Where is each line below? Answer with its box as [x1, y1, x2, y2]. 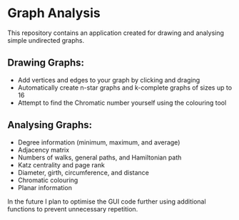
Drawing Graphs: [7, 57, 84, 69]
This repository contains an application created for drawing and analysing [7, 28, 225, 37]
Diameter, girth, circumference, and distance [17, 168, 150, 177]
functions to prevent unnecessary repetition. [7, 204, 138, 213]
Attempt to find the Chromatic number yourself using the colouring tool [17, 98, 227, 107]
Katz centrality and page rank [17, 160, 105, 169]
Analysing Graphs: [7, 119, 93, 131]
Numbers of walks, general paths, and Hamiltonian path [17, 153, 182, 162]
